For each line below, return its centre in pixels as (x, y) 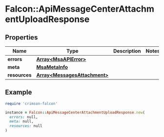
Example (19, 92)
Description (127, 51)
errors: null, (24, 117)
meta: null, (22, 121)
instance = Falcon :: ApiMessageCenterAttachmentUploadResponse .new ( (75, 112)
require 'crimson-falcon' (31, 103)
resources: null (26, 126)
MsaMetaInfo (52, 67)
